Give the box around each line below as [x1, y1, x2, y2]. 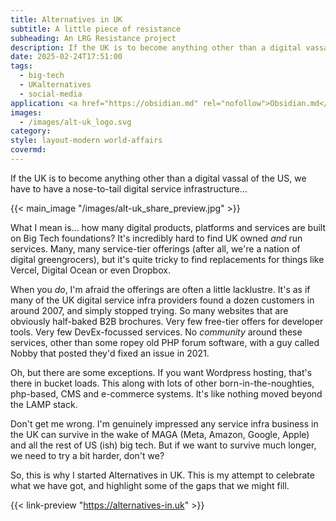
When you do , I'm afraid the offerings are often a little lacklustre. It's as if [10, 283, 311, 295]
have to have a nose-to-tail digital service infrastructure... [10, 182, 248, 195]
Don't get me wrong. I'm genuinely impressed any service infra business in [10, 417, 319, 430]
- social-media [19, 89, 83, 99]
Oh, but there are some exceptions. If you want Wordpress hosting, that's [10, 366, 313, 378]
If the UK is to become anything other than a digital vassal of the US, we [10, 172, 307, 184]
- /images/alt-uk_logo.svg [19, 117, 132, 127]
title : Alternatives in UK [10, 14, 123, 25]
